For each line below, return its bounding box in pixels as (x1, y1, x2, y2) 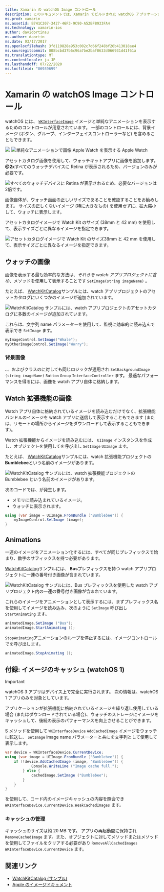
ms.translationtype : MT (5, 52, 54, 58)
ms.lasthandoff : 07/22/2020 (5, 62, 62, 67)
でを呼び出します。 (5, 641, 43, 647)
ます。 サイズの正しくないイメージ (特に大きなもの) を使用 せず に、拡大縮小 (5, 203, 157, 209)
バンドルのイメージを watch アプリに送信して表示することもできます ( (5, 414, 146, 420)
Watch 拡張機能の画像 (5, 394, 72, 403)
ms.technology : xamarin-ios (5, 25, 62, 30)
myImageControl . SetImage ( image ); (14, 517, 84, 522)
